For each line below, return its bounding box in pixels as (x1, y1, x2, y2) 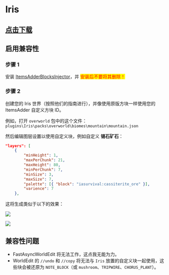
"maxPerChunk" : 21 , (24, 158, 66, 163)
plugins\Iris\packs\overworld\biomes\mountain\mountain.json (5, 123, 139, 129)
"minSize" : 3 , (24, 172, 54, 177)
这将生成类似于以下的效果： (5, 201, 64, 207)
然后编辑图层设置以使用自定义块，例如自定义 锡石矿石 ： (5, 133, 123, 139)
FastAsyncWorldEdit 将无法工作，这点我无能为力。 (12, 251, 119, 257)
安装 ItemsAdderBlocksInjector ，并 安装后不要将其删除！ (5, 73, 125, 80)
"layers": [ (5, 143, 31, 148)
